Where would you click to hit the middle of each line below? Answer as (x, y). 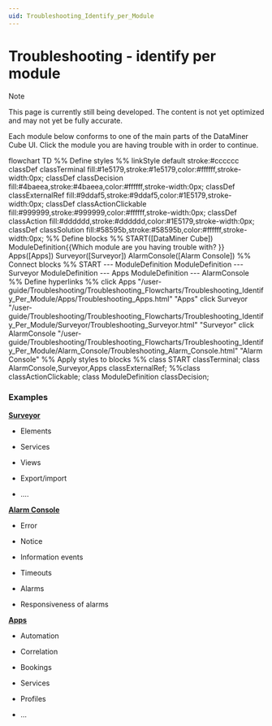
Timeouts (36, 572)
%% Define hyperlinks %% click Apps (72, 281)
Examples (28, 398)
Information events (52, 557)
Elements (36, 431)
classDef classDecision (84, 178)
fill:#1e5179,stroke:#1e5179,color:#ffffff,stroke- (164, 169)
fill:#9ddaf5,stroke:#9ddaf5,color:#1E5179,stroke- (149, 195)
